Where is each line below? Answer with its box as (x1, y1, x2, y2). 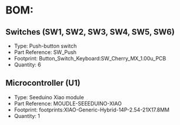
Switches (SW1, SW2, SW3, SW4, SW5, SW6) (5, 27, 175, 37)
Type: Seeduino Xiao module (14, 93, 84, 100)
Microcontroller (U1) (5, 78, 81, 88)
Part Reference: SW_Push (14, 49, 77, 56)
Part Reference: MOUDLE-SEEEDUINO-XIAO (14, 100, 122, 107)
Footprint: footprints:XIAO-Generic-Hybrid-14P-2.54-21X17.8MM (14, 106, 170, 113)
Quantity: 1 (14, 112, 41, 119)
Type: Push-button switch (14, 42, 77, 49)
